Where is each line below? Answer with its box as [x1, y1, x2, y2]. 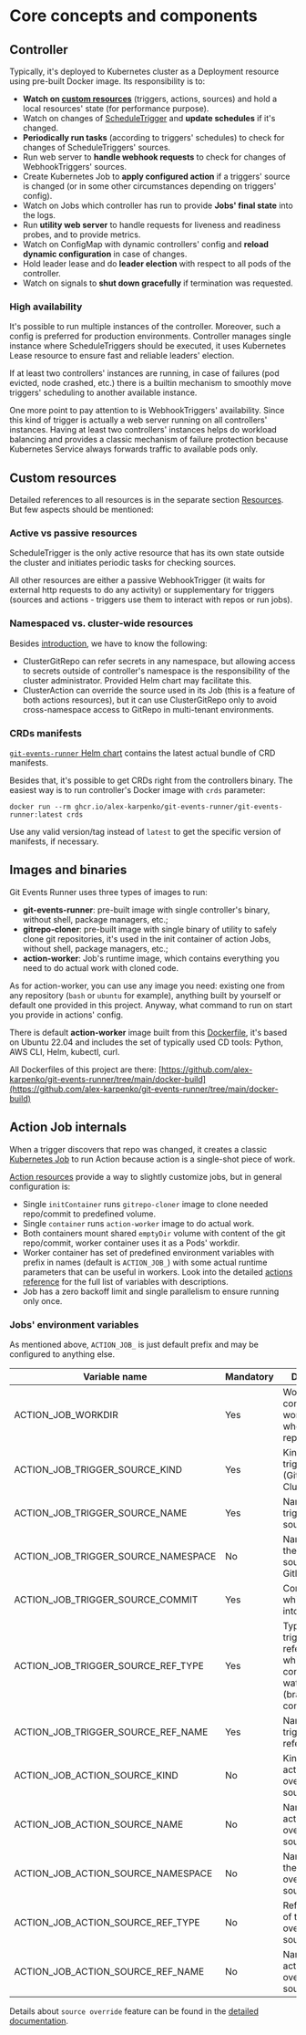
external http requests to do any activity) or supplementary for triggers [9, 585, 275, 596]
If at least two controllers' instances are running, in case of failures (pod [9, 368, 280, 379]
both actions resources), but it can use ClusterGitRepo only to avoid [22, 694, 278, 705]
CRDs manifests [9, 726, 82, 739]
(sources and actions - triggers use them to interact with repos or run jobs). [9, 594, 293, 605]
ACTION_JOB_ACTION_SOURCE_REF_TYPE [14, 1915, 200, 1928]
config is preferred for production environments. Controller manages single [9, 330, 291, 342]
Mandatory [224, 1370, 275, 1383]
